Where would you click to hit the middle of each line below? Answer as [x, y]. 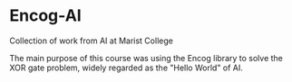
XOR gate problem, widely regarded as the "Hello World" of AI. [126, 68]
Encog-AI [45, 16]
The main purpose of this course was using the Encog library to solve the [146, 58]
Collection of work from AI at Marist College [92, 41]
